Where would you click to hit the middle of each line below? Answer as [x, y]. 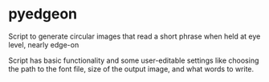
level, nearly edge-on [44, 44]
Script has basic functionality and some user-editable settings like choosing [134, 60]
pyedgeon [43, 14]
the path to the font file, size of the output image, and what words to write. [131, 68]
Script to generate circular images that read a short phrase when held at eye [134, 36]
